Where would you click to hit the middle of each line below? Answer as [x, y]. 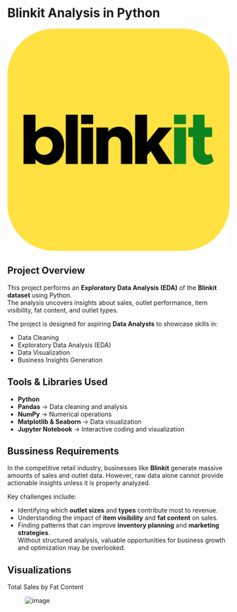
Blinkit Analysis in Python [84, 13]
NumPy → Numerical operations [65, 414]
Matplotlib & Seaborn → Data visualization [80, 422]
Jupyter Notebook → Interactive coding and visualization [101, 429]
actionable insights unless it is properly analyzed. [79, 483]
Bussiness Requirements [63, 451]
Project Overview [46, 270]
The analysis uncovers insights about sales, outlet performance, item [108, 302]
